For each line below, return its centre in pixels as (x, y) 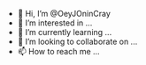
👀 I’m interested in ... (55, 23)
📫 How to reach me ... (58, 51)
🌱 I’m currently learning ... (65, 32)
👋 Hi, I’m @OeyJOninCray (64, 14)
